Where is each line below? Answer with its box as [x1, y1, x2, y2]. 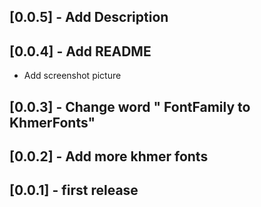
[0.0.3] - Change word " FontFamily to [9, 98, 251, 115]
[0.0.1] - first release [9, 182, 139, 199]
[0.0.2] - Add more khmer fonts [9, 148, 209, 165]
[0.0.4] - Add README [9, 43, 152, 60]
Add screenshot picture [23, 70, 122, 82]
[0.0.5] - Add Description [9, 9, 169, 26]
